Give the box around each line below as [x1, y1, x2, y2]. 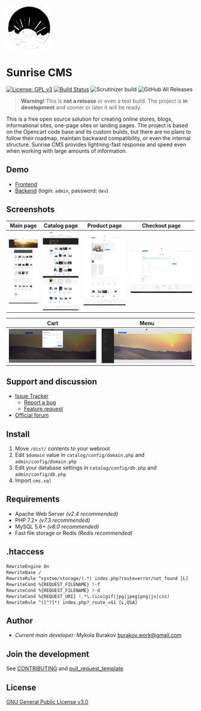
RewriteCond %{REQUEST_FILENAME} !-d [6, 587, 100, 593]
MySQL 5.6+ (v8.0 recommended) [14, 522, 99, 530]
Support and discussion [6, 377, 98, 387]
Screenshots [6, 204, 55, 215]
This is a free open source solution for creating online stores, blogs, [6, 115, 173, 123]
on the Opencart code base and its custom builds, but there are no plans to [6, 128, 191, 135]
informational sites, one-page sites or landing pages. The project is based [6, 121, 188, 129]
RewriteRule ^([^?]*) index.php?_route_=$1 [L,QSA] [6, 599, 138, 605]
